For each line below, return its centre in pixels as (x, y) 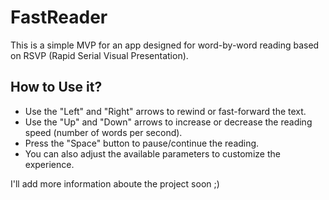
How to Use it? (56, 87)
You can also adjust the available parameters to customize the (152, 153)
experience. (49, 164)
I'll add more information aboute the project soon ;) (115, 183)
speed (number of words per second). (103, 132)
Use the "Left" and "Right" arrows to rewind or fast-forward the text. (165, 111)
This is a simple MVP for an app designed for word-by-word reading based (165, 45)
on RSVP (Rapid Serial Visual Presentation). (99, 55)
